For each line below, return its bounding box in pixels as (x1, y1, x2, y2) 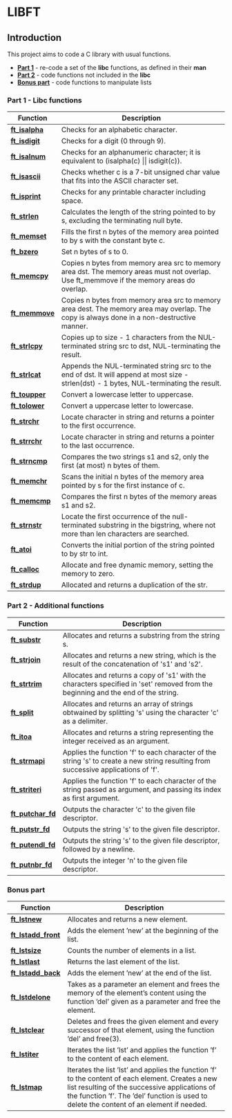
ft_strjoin (10, 655, 41, 665)
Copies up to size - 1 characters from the (61, 333, 197, 343)
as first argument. (62, 793, 120, 803)
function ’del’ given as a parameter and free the (67, 996, 221, 1006)
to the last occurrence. (61, 441, 135, 451)
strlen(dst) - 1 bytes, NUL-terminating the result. (61, 379, 222, 388)
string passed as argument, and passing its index (62, 784, 222, 794)
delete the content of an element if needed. (67, 1099, 207, 1109)
